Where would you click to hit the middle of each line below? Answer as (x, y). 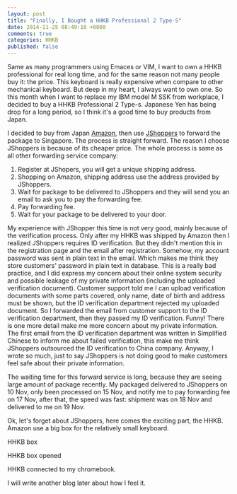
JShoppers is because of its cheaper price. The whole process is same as (115, 148)
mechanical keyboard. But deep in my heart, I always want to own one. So (115, 89)
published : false (33, 47)
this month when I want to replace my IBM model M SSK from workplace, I (116, 97)
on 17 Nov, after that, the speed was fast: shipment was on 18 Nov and (110, 399)
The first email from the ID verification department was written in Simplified (117, 333)
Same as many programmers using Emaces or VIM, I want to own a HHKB (115, 67)
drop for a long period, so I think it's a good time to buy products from (109, 112)
